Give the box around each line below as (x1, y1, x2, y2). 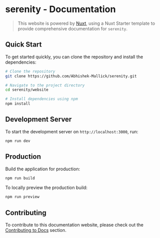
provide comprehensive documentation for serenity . (17, 25, 128, 31)
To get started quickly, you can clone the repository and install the (5, 54, 143, 60)
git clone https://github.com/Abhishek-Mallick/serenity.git (5, 73, 137, 79)
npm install (5, 101, 30, 107)
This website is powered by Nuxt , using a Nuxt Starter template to (17, 20, 155, 26)
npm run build (5, 175, 35, 180)
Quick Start (5, 40, 42, 49)
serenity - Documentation (5, 4, 116, 15)
